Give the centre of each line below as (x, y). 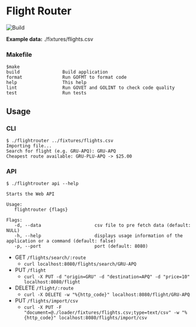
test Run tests (46, 93)
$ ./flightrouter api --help (42, 184)
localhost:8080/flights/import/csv (103, 318)
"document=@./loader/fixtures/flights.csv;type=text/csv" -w (101, 313)
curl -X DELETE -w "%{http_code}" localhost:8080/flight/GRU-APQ (107, 295)
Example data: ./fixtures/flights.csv (50, 39)
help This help (46, 83)
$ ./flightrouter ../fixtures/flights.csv (60, 141)
